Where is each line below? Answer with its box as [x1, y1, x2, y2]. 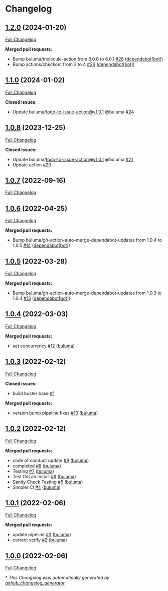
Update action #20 [12, 162, 52, 168]
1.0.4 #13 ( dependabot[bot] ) [12, 295, 71, 301]
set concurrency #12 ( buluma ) [12, 343, 75, 349]
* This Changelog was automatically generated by [5, 575, 110, 581]
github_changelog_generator [5, 580, 65, 586]
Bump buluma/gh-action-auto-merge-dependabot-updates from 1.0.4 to [12, 237, 162, 243]
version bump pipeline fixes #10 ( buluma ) [12, 410, 98, 416]
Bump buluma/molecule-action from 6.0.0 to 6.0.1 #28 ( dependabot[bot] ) [12, 56, 163, 62]
